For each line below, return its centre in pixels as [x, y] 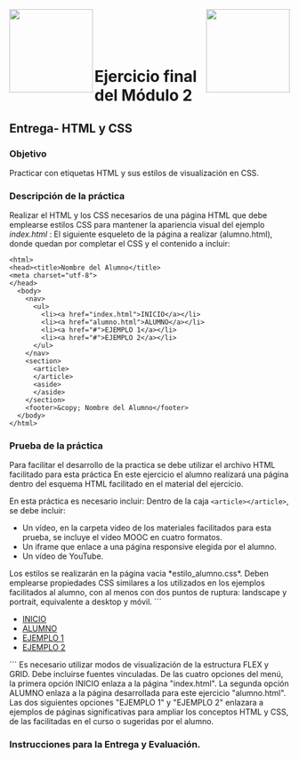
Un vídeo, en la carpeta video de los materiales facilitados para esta [146, 528]
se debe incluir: [37, 511]
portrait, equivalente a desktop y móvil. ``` [85, 602]
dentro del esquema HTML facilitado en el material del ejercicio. [126, 484]
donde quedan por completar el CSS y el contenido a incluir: [120, 244]
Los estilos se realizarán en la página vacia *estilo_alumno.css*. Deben [139, 574]
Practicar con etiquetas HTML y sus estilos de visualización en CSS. [134, 173]
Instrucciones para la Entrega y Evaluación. [105, 745]
